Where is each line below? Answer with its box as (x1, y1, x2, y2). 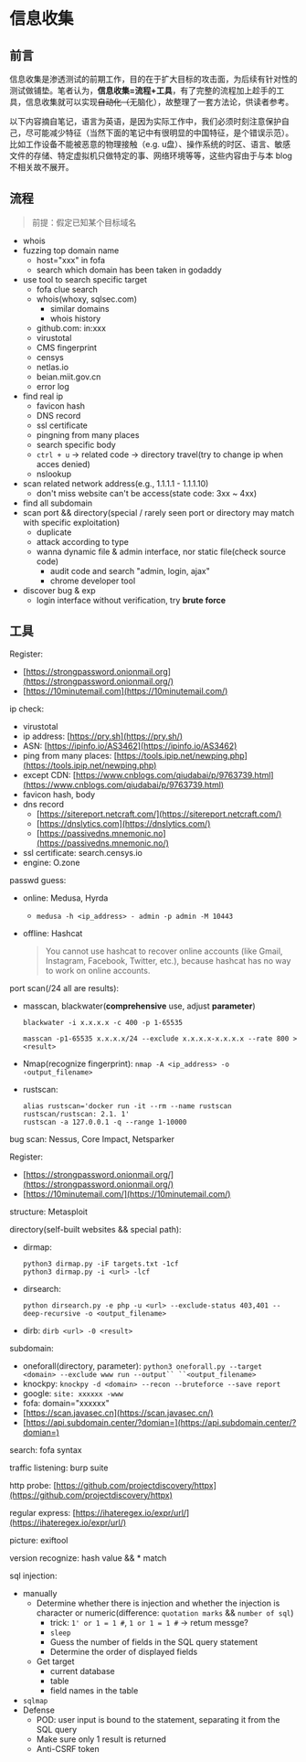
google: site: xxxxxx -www (22, 1387, 123, 1399)
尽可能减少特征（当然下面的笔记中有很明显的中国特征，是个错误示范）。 (25, 127, 294, 138)
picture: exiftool (9, 1534, 69, 1545)
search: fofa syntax (9, 1444, 82, 1455)
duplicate (36, 527, 72, 538)
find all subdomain (22, 497, 93, 508)
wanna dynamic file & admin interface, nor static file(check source (36, 546, 286, 557)
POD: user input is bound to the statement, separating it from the (36, 1714, 280, 1725)
